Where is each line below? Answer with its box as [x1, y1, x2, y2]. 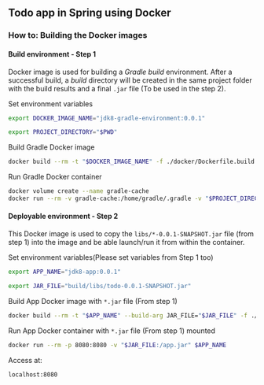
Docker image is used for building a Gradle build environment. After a [8, 67, 233, 76]
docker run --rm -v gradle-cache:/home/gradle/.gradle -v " [8, 194, 210, 203]
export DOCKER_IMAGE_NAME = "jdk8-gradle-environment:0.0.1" [8, 114, 206, 122]
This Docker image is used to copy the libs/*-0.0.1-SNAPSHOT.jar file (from [8, 229, 254, 239]
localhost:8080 [8, 370, 58, 379]
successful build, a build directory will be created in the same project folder [8, 75, 253, 85]
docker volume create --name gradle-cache [8, 187, 149, 195]
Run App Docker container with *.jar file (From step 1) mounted [8, 326, 216, 335]
